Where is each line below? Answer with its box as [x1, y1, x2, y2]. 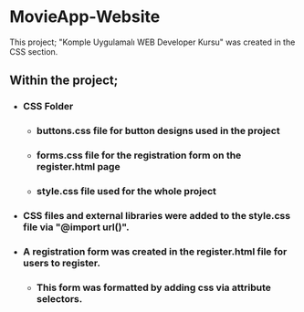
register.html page [36, 161, 121, 173]
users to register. [22, 256, 100, 269]
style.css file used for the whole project [36, 185, 217, 198]
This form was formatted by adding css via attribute [36, 281, 271, 294]
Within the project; [9, 73, 119, 88]
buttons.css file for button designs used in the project [36, 125, 280, 138]
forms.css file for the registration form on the [36, 149, 242, 161]
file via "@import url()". [22, 221, 130, 234]
